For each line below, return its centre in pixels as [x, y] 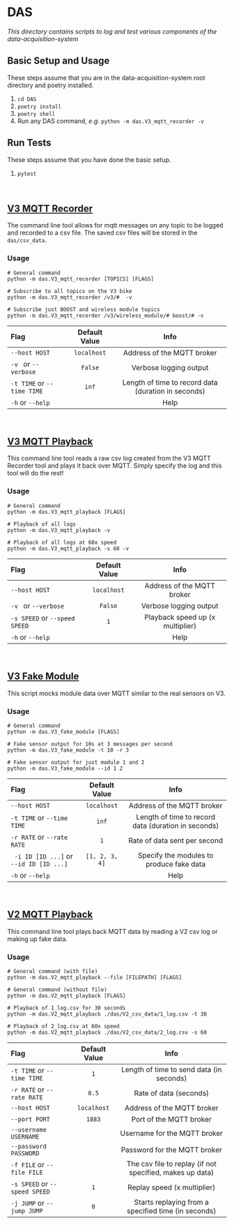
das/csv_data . [27, 240]
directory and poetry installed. [50, 85]
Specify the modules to [175, 855]
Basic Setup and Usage [58, 61]
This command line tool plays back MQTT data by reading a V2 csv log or [112, 931]
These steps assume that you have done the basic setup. [89, 159]
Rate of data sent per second [176, 840]
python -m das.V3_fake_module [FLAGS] [63, 732]
